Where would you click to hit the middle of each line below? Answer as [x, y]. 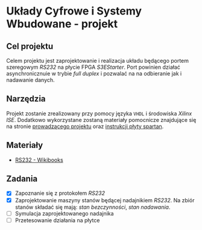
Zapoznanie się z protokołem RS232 [60, 193]
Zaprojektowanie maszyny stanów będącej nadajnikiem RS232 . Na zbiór [105, 200]
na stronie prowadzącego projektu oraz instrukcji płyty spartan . [85, 126]
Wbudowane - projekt [62, 24]
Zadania [22, 179]
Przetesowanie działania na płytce [57, 220]
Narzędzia [26, 99]
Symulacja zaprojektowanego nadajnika [64, 213]
